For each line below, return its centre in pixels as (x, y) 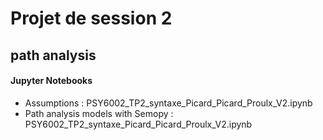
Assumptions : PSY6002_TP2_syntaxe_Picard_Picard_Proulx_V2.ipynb (168, 103)
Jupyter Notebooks (51, 81)
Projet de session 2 (91, 18)
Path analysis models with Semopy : (99, 113)
